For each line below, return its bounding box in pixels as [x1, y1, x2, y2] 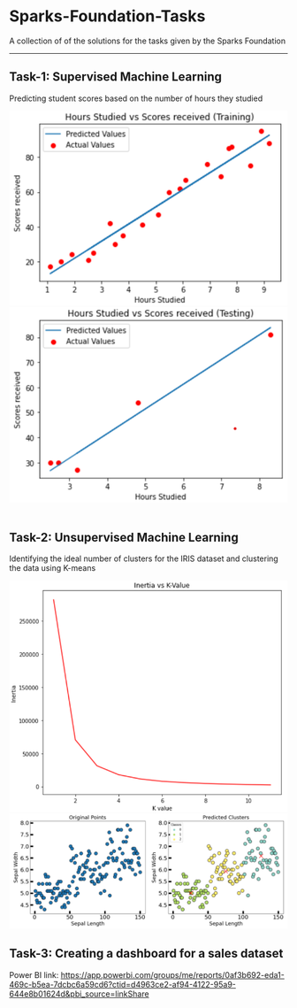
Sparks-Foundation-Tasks [9, 6, 206, 27]
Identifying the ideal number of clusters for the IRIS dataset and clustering [9, 553, 278, 564]
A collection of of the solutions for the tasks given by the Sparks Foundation [9, 35, 286, 46]
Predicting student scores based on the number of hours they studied [9, 93, 263, 104]
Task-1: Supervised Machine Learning [9, 69, 223, 85]
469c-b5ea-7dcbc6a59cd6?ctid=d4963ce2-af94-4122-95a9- [9, 979, 237, 989]
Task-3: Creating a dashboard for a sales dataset [9, 946, 284, 961]
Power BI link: [9, 969, 59, 980]
